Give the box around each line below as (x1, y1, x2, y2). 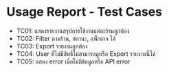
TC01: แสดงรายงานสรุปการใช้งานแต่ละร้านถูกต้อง (16, 27, 130, 35)
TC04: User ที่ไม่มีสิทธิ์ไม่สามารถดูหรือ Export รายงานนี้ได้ (16, 49, 156, 58)
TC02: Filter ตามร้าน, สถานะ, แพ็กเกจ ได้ (16, 34, 116, 42)
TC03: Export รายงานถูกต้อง (16, 42, 88, 50)
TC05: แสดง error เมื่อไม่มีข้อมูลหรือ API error (16, 57, 131, 65)
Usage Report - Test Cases (6, 4, 163, 20)
